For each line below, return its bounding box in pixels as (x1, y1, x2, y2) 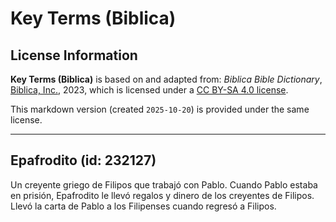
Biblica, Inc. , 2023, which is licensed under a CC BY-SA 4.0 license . (10, 84, 289, 96)
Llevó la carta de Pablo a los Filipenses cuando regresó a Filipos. (10, 200, 277, 212)
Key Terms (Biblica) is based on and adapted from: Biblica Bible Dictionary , (10, 73, 323, 85)
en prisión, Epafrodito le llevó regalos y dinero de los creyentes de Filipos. (10, 189, 315, 201)
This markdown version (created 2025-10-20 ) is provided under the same (10, 103, 310, 115)
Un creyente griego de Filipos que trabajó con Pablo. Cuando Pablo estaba (10, 178, 318, 191)
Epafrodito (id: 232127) (10, 152, 157, 169)
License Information (10, 47, 138, 64)
